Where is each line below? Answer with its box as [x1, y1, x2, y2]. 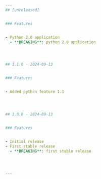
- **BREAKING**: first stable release [10, 148, 92, 154]
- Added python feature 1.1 [5, 89, 65, 95]
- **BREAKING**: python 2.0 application [10, 39, 96, 45]
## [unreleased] [5, 7, 39, 13]
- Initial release [5, 139, 44, 144]
